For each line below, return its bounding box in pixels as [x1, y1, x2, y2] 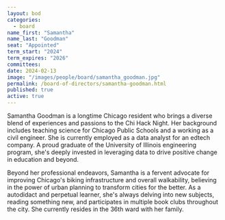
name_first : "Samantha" [7, 29, 75, 36]
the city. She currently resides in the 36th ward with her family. [7, 205, 184, 213]
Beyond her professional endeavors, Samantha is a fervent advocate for [7, 169, 210, 177]
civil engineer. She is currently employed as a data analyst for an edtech [7, 134, 211, 141]
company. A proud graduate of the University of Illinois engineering [7, 141, 197, 149]
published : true [7, 86, 53, 93]
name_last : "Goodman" [7, 36, 69, 42]
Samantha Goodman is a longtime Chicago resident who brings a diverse [7, 112, 213, 120]
